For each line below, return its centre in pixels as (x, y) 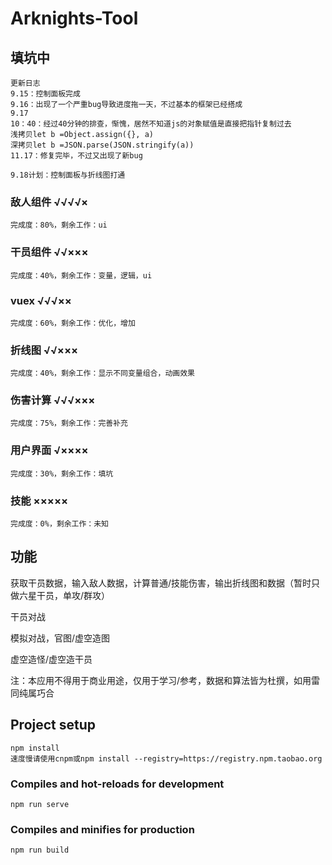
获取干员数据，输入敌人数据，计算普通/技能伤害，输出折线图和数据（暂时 (161, 583)
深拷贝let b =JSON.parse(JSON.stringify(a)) (102, 145)
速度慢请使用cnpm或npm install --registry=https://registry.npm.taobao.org (166, 758)
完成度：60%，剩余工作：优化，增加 (73, 323)
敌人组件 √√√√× (49, 202)
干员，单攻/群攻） (73, 595)
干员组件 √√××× (49, 252)
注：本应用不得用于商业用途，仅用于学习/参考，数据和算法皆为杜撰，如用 (161, 680)
